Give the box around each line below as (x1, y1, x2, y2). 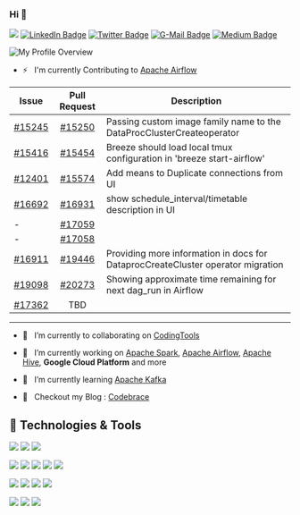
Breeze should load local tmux (105, 141, 233, 154)
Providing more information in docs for (105, 248, 268, 260)
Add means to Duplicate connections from (105, 167, 284, 180)
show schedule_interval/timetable (105, 192, 248, 205)
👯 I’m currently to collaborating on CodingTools (21, 330, 200, 341)
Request (59, 100, 96, 113)
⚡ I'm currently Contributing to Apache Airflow (21, 64, 198, 75)
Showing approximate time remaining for (105, 273, 277, 285)
